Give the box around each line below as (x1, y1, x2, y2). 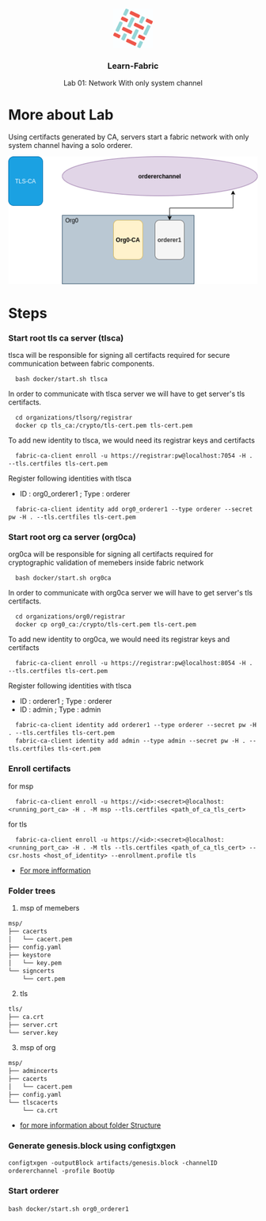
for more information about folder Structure (19, 1120, 161, 1130)
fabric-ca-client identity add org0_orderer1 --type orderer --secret (15, 505, 253, 514)
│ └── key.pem (8, 959, 62, 968)
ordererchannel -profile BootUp (8, 1167, 115, 1175)
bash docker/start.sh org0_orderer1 (8, 1204, 129, 1213)
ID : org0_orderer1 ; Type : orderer (19, 489, 131, 499)
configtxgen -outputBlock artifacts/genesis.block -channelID (8, 1159, 218, 1167)
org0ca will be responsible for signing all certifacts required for (8, 550, 214, 559)
